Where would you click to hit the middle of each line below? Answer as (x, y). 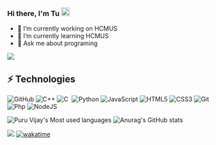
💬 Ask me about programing (57, 43)
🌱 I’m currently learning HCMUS (63, 36)
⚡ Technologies (41, 79)
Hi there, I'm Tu (34, 13)
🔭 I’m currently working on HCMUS (67, 28)
